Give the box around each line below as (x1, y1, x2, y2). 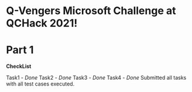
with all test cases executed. (6, 80, 75, 87)
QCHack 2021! (6, 16, 78, 30)
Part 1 (6, 43, 34, 57)
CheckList (6, 63, 32, 70)
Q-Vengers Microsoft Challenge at (6, 4, 176, 18)
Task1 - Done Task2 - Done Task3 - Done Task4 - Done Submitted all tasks (6, 74, 187, 81)
